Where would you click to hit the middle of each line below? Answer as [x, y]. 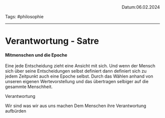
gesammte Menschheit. [29, 87]
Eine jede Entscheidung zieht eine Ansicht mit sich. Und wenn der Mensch [80, 66]
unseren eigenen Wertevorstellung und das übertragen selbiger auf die [77, 82]
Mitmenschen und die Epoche [36, 55]
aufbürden [16, 111]
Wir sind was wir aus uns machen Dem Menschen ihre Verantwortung [76, 106]
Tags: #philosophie [24, 16]
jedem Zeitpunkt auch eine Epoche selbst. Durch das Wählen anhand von [79, 76]
